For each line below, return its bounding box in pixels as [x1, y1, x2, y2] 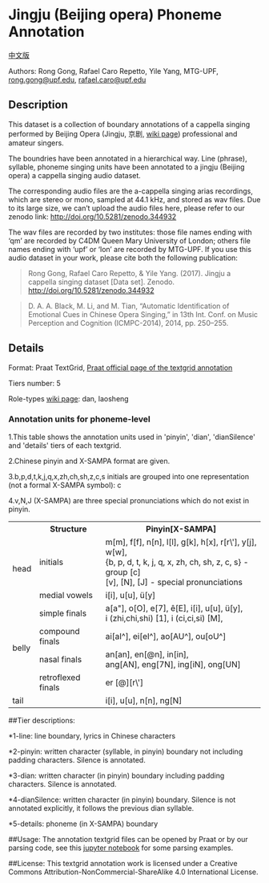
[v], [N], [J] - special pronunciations [105, 576, 243, 588]
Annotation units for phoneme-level [8, 413, 151, 425]
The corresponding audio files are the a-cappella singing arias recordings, [8, 186, 254, 196]
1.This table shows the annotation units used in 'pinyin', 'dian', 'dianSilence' [8, 432, 256, 441]
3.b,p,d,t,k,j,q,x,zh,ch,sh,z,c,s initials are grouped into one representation [8, 471, 250, 481]
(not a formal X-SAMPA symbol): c [8, 480, 122, 490]
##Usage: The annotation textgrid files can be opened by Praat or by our [8, 834, 248, 844]
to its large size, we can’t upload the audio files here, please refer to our [8, 203, 246, 213]
